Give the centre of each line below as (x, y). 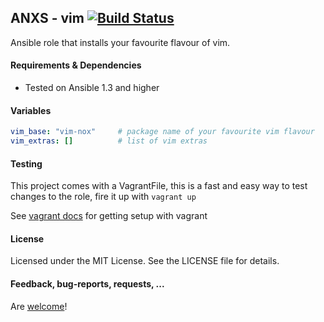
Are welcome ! (39, 306)
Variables (31, 110)
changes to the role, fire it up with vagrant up (103, 197)
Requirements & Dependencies (76, 65)
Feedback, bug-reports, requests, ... (87, 283)
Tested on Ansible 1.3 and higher (92, 88)
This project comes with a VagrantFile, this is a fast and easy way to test (159, 186)
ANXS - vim (47, 18)
